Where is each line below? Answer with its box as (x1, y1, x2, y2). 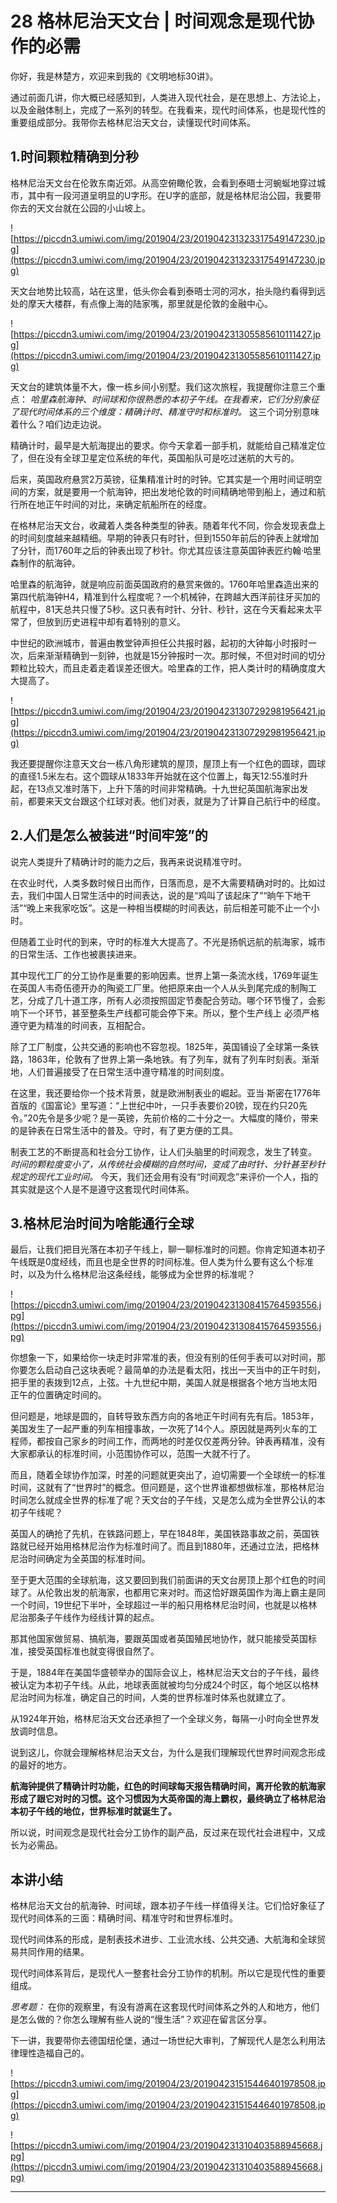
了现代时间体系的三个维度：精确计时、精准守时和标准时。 (10, 405, 247, 417)
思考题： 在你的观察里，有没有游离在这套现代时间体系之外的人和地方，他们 (10, 2001, 320, 2013)
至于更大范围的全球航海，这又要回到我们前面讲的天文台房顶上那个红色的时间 (10, 1574, 326, 1586)
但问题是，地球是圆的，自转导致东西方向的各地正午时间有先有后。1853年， (10, 1410, 320, 1422)
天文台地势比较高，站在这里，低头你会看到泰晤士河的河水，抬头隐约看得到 (10, 285, 317, 297)
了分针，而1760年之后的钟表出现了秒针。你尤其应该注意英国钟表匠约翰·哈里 (10, 544, 322, 556)
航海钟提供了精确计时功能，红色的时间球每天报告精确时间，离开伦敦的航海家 (10, 1780, 326, 1792)
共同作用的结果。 (18, 1946, 90, 1958)
